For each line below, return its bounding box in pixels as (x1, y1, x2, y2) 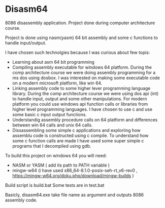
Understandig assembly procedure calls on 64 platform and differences (12, 117, 158, 123)
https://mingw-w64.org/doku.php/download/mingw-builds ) (12, 172, 134, 178)
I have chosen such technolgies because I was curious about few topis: (5, 49, 150, 55)
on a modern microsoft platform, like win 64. (12, 80, 102, 86)
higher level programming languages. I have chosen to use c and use (12, 106, 153, 112)
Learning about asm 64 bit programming (12, 59, 95, 65)
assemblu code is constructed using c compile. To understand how (12, 132, 149, 138)
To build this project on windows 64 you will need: (5, 152, 107, 159)
